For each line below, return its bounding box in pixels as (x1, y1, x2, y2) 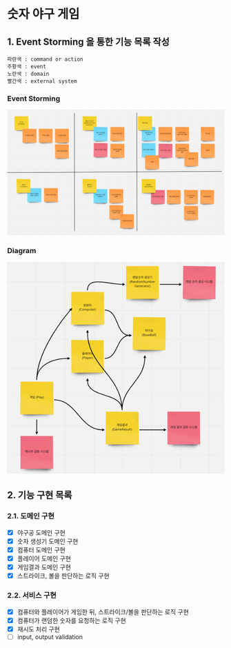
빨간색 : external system (7, 78, 77, 85)
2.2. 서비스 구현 (7, 591, 57, 600)
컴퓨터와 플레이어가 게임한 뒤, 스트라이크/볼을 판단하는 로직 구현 (17, 607, 190, 616)
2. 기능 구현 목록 (7, 489, 72, 500)
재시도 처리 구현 (17, 625, 60, 633)
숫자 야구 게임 (7, 6, 80, 22)
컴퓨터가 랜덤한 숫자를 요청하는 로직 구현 (17, 616, 126, 625)
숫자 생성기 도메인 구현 (17, 537, 79, 545)
